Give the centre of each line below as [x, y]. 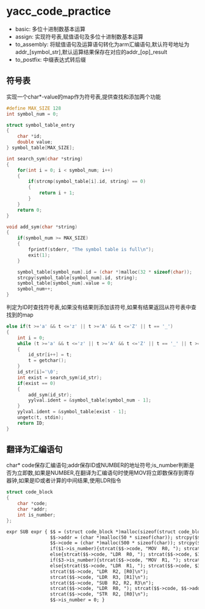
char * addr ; [32, 509]
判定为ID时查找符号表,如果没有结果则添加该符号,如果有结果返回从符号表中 [99, 307]
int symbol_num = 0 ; [33, 114]
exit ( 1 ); [39, 255]
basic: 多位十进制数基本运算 [50, 29]
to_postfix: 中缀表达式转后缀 [51, 59]
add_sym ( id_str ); [50, 395]
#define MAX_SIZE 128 [34, 108]
